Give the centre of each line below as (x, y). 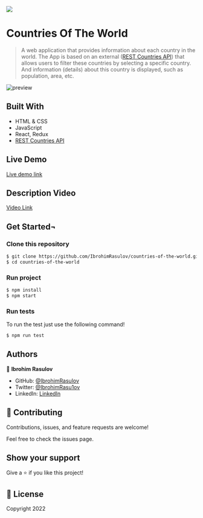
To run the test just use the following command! (66, 324)
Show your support (43, 458)
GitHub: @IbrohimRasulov (47, 381)
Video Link (20, 208)
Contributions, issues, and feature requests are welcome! (78, 427)
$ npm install (24, 290)
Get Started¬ (31, 227)
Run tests (21, 311)
